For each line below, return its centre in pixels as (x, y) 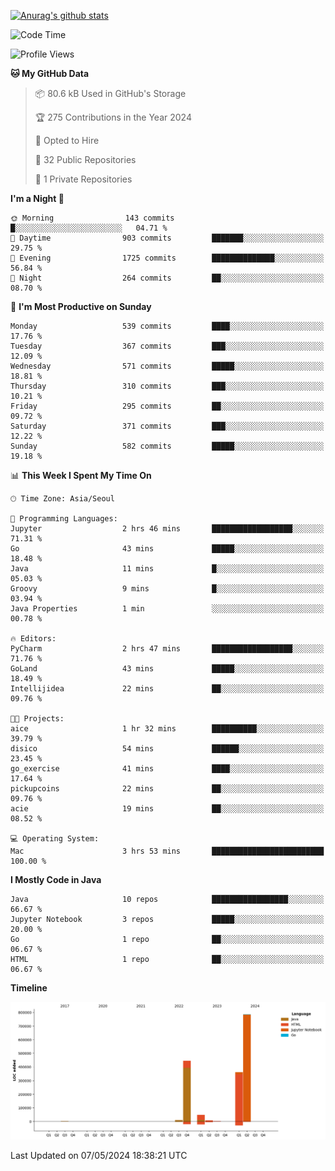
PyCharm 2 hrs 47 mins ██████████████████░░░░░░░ (167, 649)
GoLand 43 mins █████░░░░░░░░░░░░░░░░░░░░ (167, 669)
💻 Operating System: (55, 839)
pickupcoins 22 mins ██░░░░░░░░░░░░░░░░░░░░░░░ (167, 789)
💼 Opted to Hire (67, 140)
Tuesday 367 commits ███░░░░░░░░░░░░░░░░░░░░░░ (167, 346)
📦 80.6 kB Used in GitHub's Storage (110, 93)
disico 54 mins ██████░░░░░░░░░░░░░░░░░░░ (167, 749)
